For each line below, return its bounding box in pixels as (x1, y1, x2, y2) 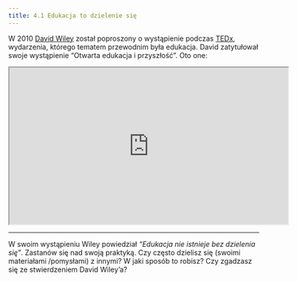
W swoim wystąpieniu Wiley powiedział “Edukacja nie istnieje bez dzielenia (8, 239, 256, 249)
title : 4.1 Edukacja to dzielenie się (8, 11, 137, 20)
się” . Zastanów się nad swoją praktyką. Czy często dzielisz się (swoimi (8, 248, 241, 257)
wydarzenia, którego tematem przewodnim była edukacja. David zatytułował (8, 41, 259, 52)
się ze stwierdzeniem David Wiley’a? (8, 264, 127, 274)
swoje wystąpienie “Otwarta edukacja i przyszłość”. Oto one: (8, 50, 209, 60)
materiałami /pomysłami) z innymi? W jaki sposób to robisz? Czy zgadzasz (8, 256, 252, 265)
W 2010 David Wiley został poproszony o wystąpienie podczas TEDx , (8, 33, 236, 43)
